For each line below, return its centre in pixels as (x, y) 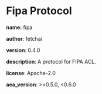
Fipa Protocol (39, 11)
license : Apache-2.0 (31, 73)
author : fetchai (24, 38)
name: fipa (19, 27)
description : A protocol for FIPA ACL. (51, 61)
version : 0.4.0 (23, 50)
